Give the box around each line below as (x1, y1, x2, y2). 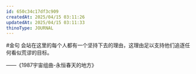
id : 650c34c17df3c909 (6, 8, 59, 15)
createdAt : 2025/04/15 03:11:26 (6, 14, 85, 20)
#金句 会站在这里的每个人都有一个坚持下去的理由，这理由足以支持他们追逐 (6, 42, 185, 49)
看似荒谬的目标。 (11, 49, 53, 56)
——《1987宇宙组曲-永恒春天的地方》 (6, 62, 97, 69)
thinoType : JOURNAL (6, 25, 54, 31)
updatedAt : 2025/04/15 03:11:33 (6, 19, 85, 25)
